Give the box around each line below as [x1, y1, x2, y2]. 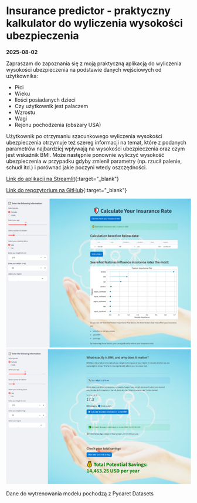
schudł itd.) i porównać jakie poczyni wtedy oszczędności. [6, 163, 148, 171]
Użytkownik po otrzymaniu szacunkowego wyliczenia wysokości [6, 132, 162, 139]
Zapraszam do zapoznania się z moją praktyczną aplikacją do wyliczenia [6, 60, 182, 67]
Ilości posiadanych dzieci [14, 96, 76, 103]
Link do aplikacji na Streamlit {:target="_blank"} [6, 175, 119, 182]
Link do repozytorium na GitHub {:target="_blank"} [6, 186, 127, 193]
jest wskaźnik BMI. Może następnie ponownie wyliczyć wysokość [6, 151, 165, 158]
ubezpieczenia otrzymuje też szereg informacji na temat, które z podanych [6, 139, 186, 146]
